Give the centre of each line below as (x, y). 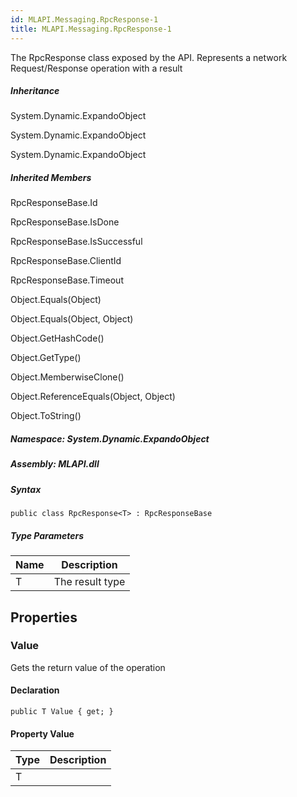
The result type (89, 582)
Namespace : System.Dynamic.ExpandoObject (110, 439)
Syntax (26, 489)
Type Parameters (47, 535)
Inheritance (35, 91)
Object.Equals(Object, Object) (72, 319)
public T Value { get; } (62, 712)
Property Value (42, 733)
